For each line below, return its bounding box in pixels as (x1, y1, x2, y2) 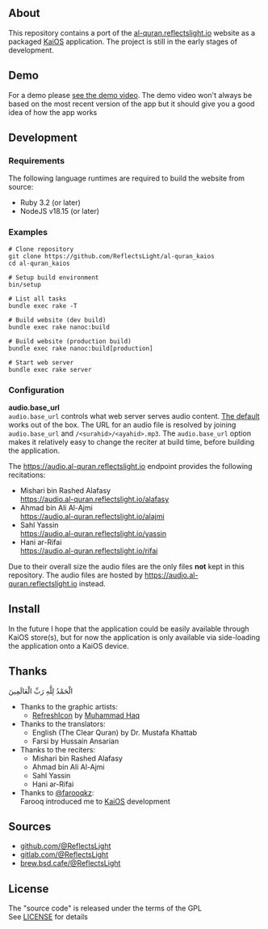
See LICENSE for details (8, 912, 89, 922)
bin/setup (8, 280, 42, 288)
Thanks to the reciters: (19, 744, 95, 754)
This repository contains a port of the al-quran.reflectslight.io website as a (8, 28, 256, 37)
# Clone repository (8, 245, 74, 254)
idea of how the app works (8, 107, 98, 117)
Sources (8, 820, 52, 833)
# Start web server (8, 358, 74, 367)
